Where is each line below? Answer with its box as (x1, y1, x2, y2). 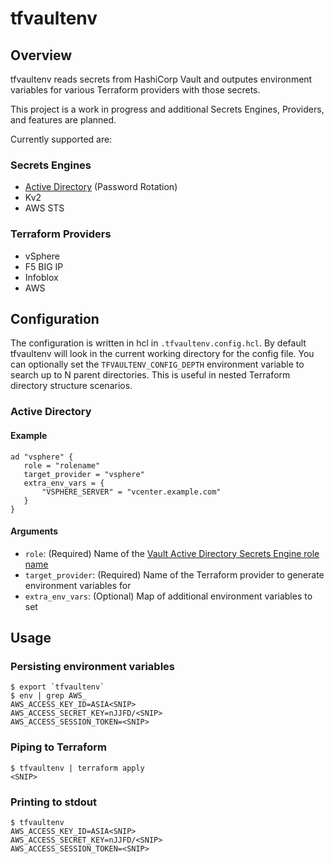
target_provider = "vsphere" (23, 469, 145, 479)
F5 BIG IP (24, 260, 64, 272)
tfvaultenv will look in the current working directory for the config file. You (10, 348, 315, 360)
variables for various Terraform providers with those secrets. (10, 84, 261, 96)
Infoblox (24, 271, 59, 283)
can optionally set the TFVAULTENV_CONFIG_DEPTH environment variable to (10, 358, 305, 371)
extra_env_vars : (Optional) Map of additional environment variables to (24, 590, 313, 602)
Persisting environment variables (10, 660, 176, 674)
